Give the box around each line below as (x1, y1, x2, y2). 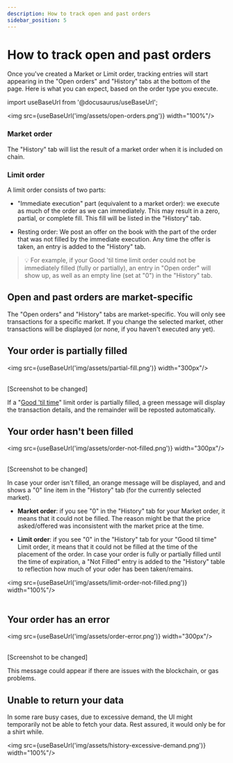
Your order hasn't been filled (7, 426, 134, 438)
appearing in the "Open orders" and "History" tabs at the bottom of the (7, 77, 211, 86)
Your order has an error (7, 614, 110, 625)
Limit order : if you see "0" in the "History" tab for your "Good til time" (17, 535, 217, 544)
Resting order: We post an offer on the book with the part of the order (17, 228, 217, 236)
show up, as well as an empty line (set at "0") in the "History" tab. (24, 272, 213, 280)
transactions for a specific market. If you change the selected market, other (7, 317, 224, 325)
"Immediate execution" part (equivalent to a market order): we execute (17, 200, 220, 208)
